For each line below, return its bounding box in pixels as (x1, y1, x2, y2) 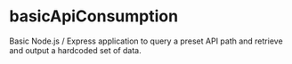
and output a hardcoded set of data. (9, 44, 142, 55)
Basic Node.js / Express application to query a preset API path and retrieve (9, 36, 283, 46)
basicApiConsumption (9, 6, 179, 27)
